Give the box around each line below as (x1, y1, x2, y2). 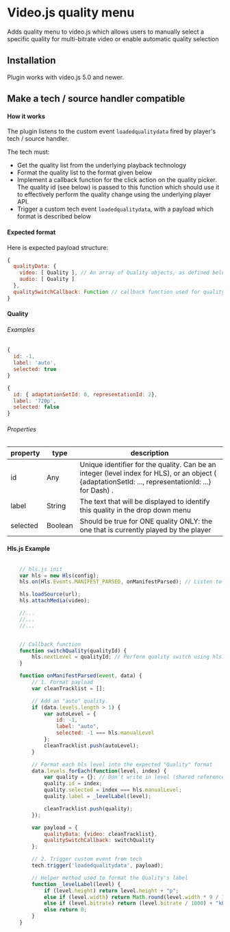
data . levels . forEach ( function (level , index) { (31, 767, 167, 774)
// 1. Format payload (31, 679, 94, 685)
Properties (7, 424, 36, 433)
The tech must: (7, 148, 50, 156)
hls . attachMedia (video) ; (19, 598, 90, 604)
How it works (7, 112, 46, 120)
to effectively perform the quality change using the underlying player (16, 190, 212, 198)
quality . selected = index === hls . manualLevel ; (43, 786, 183, 794)
